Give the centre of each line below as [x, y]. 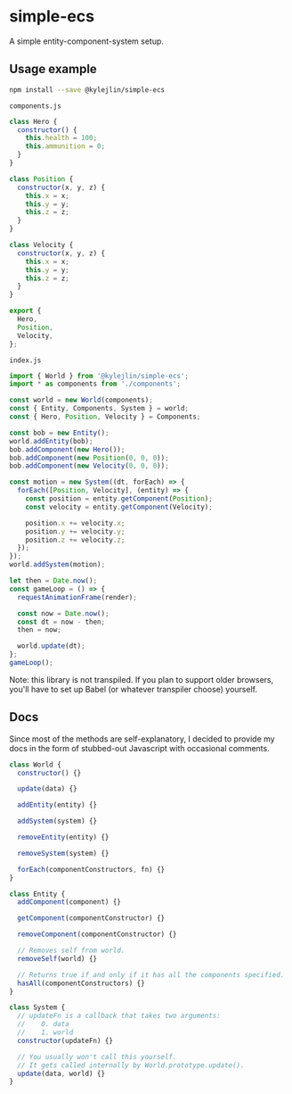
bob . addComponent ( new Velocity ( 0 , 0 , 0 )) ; [89, 466]
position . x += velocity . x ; [75, 523]
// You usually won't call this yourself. [97, 1057]
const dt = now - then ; [61, 622]
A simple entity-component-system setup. [87, 41]
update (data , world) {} [61, 1073]
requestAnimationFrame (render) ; [77, 597]
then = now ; [40, 630]
